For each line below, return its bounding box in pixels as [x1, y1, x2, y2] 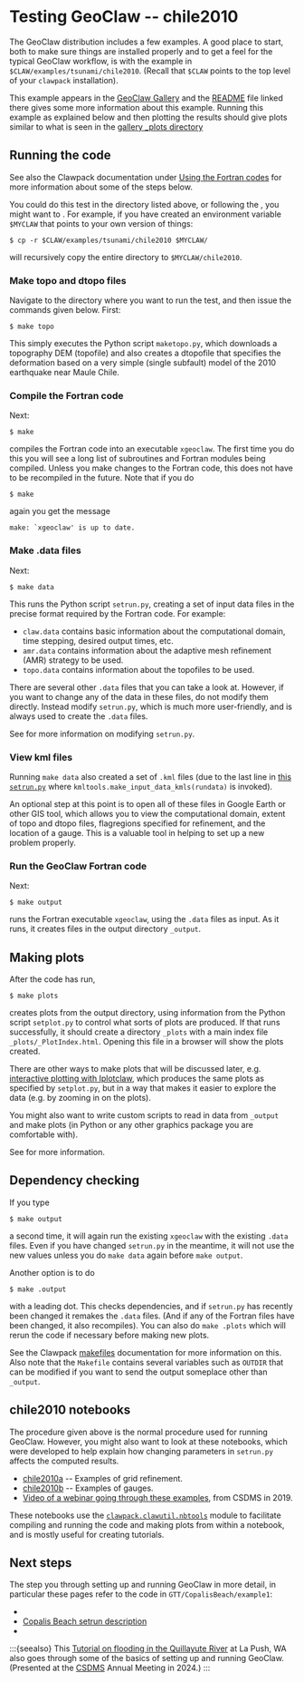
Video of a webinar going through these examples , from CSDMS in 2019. [22, 1492, 293, 1502]
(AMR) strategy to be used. [22, 655, 124, 666]
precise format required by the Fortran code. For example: [9, 608, 226, 618]
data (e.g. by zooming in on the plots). [9, 1093, 151, 1104]
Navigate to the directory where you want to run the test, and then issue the [9, 295, 292, 306]
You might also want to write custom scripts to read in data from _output [9, 1110, 279, 1121]
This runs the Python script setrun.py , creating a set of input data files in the [9, 598, 295, 609]
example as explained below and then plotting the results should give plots [9, 112, 288, 122]
